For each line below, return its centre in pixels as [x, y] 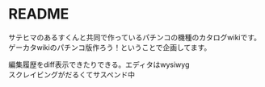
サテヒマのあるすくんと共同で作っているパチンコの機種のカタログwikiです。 [135, 37]
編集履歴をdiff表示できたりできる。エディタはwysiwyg [99, 64]
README [39, 14]
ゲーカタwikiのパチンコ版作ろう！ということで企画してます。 [110, 47]
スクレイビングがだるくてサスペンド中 [72, 74]
